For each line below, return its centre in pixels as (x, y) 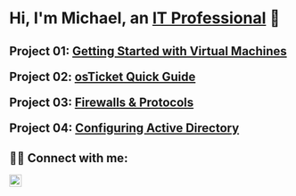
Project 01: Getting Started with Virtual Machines (148, 51)
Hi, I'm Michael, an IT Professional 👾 (145, 18)
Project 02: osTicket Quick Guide (103, 76)
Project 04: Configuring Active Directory (124, 128)
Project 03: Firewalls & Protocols (102, 102)
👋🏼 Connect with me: (69, 158)
